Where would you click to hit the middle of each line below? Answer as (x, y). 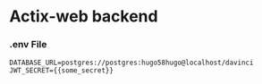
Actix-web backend (84, 17)
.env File (28, 45)
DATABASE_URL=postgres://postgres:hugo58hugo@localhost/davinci (131, 63)
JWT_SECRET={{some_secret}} (62, 71)
